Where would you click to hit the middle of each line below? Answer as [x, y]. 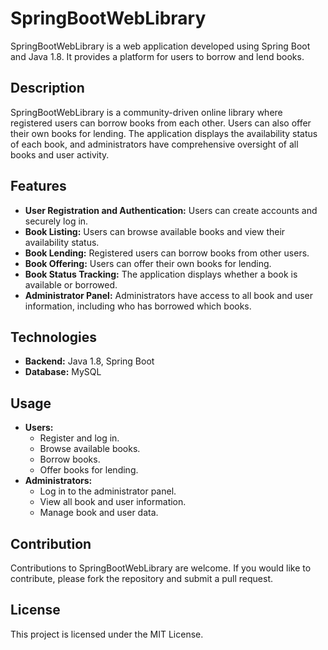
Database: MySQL [63, 372]
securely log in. [56, 221]
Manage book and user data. [99, 513]
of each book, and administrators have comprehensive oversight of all [154, 144]
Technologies [54, 337]
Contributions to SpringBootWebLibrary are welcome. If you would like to [161, 568]
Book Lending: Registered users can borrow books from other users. [167, 253]
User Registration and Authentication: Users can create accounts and [171, 210]
